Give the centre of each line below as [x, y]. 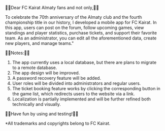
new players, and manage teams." [39, 43]
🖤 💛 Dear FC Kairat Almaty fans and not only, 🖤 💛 [52, 8]
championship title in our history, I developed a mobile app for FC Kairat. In [81, 22]
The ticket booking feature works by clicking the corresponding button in [86, 88]
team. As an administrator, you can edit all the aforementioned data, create [81, 38]
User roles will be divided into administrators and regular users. [77, 83]
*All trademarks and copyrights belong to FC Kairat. [58, 123]
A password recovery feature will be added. [57, 78]
